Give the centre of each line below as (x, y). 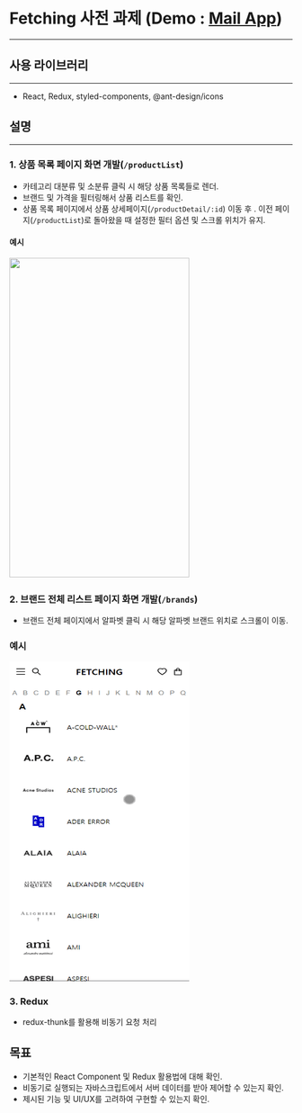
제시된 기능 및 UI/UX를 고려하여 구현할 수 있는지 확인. (116, 1099)
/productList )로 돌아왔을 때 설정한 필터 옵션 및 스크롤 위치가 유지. (149, 220)
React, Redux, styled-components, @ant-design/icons (123, 96)
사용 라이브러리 (49, 65)
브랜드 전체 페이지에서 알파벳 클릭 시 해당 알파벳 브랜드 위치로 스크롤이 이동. (155, 621)
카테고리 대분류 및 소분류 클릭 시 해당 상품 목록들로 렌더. (120, 186)
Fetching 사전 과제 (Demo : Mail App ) (146, 18)
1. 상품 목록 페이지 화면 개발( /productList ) (97, 165)
